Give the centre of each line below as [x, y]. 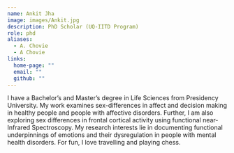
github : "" [29, 78]
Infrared [19, 128]
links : [17, 59]
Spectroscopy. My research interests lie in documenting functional [127, 128]
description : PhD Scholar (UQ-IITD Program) [73, 26]
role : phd [22, 33]
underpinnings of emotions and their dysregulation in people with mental [112, 135]
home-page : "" [34, 65]
